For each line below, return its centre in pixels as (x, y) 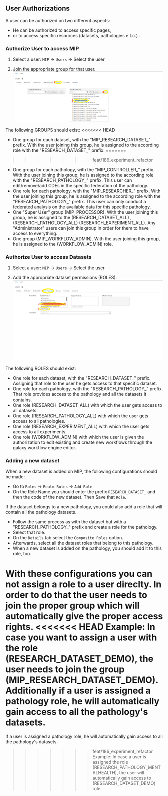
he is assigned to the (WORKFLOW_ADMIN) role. (63, 244)
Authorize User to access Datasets (49, 257)
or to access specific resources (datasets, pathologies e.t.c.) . (76, 35)
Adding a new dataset (33, 460)
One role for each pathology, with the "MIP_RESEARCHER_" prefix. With (87, 191)
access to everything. (35, 233)
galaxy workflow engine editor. (44, 447)
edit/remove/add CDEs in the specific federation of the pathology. (81, 185)
